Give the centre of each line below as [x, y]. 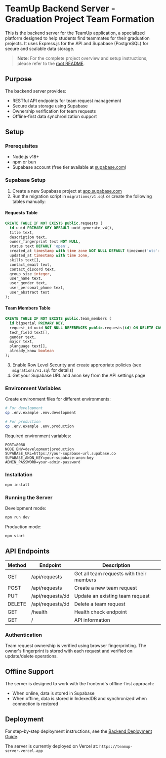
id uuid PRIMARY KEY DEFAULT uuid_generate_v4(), [62, 228]
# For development [24, 408]
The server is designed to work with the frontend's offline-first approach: [80, 683]
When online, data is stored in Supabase [53, 693]
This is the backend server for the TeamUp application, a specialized [75, 33]
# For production [23, 421]
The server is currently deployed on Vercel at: [52, 746]
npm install [17, 485]
